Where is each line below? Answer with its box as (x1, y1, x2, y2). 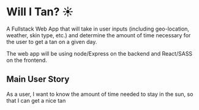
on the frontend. (6, 56, 47, 64)
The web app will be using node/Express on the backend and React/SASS (6, 50, 193, 57)
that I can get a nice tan (6, 97, 66, 104)
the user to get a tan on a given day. (6, 38, 97, 45)
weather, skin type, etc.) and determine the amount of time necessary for (6, 31, 191, 38)
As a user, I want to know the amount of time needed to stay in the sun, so (6, 90, 193, 98)
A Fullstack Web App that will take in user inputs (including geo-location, (6, 25, 190, 32)
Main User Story (6, 74, 70, 84)
